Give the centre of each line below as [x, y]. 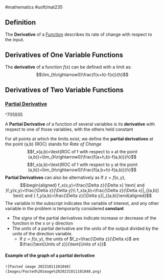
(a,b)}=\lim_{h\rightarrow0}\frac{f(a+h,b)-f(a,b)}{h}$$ [82, 157]
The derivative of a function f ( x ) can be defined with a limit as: [69, 67]
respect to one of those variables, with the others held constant [69, 129]
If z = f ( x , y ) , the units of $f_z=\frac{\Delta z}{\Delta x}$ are [79, 239]
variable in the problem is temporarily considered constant [64, 209]
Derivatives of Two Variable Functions [64, 90]
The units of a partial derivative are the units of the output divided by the [85, 228]
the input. [15, 39]
